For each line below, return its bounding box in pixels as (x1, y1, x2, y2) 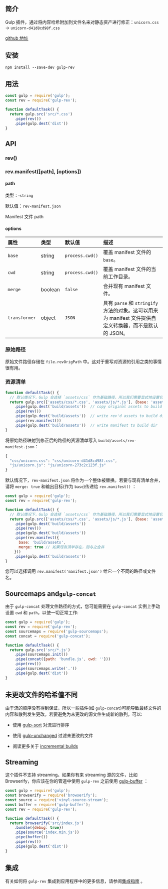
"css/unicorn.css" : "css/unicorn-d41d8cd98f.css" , (9, 458, 117, 463)
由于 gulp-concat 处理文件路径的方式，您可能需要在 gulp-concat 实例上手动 (5, 603, 160, 609)
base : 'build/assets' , (18, 540, 66, 545)
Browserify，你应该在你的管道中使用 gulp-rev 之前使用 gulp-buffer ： (5, 778, 148, 784)
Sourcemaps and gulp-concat (5, 589, 96, 598)
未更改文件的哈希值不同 (5, 691, 77, 699)
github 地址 (5, 35, 28, 41)
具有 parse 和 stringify (103, 300, 158, 307)
